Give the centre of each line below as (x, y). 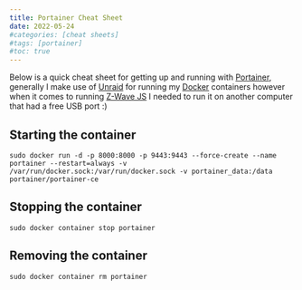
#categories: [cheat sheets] (64, 34)
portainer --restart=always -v (68, 163)
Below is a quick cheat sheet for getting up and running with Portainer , (141, 77)
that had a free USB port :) (58, 106)
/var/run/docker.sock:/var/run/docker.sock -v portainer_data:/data (141, 171)
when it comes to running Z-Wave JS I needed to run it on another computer (151, 97)
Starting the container (73, 135)
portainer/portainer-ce (54, 179)
